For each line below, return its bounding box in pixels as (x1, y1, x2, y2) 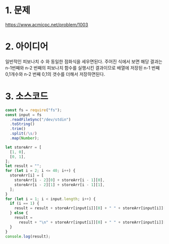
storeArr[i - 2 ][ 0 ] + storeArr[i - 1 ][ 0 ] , (14, 177, 105, 183)
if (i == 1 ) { (10, 201, 39, 206)
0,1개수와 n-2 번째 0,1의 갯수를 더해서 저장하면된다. (5, 71, 105, 77)
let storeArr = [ (5, 145, 42, 150)
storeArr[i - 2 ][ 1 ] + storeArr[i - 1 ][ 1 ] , (14, 182, 105, 187)
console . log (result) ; (5, 234, 51, 239)
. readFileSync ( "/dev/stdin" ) (10, 117, 71, 122)
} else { (10, 210, 28, 216)
